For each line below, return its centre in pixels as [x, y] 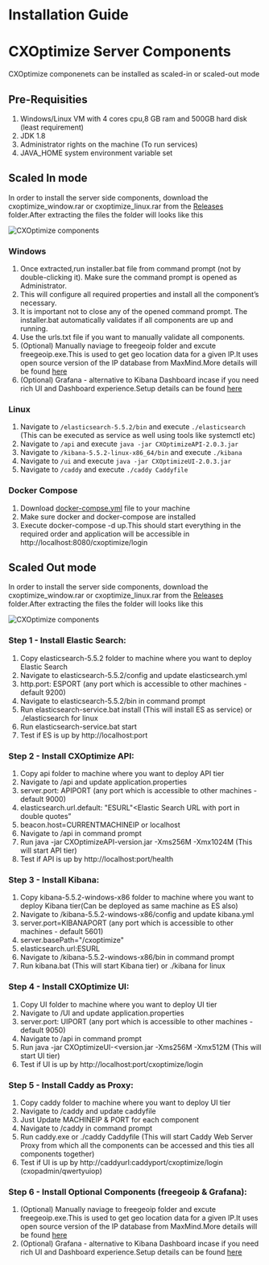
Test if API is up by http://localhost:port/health [97, 859]
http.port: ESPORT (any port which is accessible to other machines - [133, 684]
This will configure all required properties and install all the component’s [139, 295]
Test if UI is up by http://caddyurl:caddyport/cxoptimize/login [121, 1162]
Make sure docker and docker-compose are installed [108, 516]
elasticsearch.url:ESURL [60, 949]
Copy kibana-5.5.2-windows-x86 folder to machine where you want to [137, 897]
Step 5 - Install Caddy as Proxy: [71, 1085]
